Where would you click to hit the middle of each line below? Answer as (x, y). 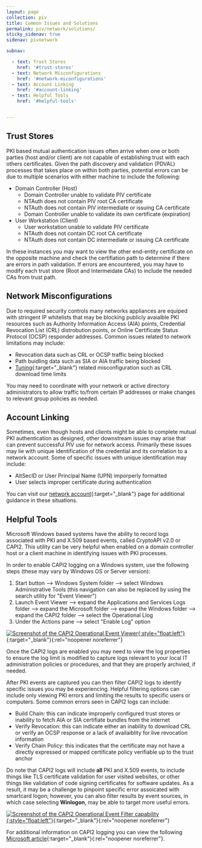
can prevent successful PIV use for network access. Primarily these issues (99, 445)
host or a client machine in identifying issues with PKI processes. (87, 553)
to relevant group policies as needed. (52, 398)
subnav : (16, 51)
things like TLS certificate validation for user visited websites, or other (93, 777)
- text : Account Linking (43, 84)
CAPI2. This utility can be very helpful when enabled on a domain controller (100, 547)
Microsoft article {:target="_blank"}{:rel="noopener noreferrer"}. (86, 839)
